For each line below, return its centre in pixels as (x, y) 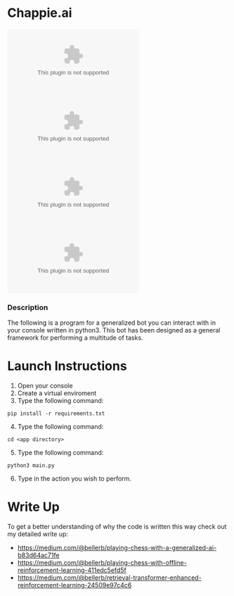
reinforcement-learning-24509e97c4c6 (74, 585)
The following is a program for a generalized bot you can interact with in (112, 323)
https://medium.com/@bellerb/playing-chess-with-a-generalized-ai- (117, 548)
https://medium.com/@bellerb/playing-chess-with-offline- (102, 563)
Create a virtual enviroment (57, 393)
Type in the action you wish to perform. (74, 479)
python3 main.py (31, 466)
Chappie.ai (40, 13)
